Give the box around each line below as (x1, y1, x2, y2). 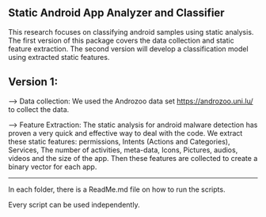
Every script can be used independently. (8, 200, 140, 209)
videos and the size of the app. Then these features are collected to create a (8, 153, 258, 163)
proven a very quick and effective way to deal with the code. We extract (8, 128, 243, 137)
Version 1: (8, 75, 58, 89)
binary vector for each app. (8, 162, 97, 171)
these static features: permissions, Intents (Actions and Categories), (8, 137, 230, 146)
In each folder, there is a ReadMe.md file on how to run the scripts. (8, 185, 226, 194)
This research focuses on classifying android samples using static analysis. (8, 27, 254, 36)
